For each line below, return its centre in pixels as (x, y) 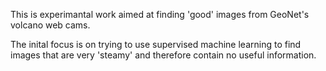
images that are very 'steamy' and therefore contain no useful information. (163, 55)
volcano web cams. (50, 25)
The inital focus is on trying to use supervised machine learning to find (156, 44)
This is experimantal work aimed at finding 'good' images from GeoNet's (160, 14)
